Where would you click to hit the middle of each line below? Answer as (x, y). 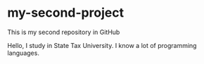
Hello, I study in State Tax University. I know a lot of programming (102, 45)
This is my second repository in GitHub (64, 32)
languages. (24, 53)
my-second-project (66, 13)
